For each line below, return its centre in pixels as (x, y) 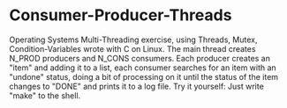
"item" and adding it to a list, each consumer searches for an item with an (143, 68)
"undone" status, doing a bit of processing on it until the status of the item (144, 76)
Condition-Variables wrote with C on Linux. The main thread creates (132, 48)
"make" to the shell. (45, 95)
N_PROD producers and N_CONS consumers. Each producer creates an (140, 58)
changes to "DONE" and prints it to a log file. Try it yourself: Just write (137, 86)
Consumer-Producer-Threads (121, 15)
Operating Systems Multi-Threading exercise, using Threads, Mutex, (133, 40)
